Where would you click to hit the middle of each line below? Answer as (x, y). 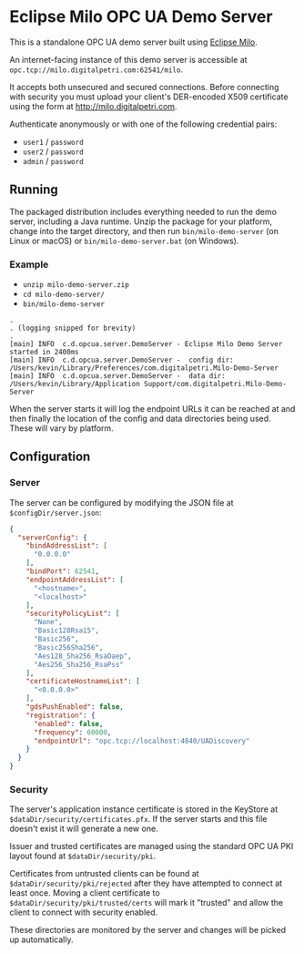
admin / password (53, 160)
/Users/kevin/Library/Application (75, 385)
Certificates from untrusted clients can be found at (104, 874)
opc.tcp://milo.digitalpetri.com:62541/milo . (96, 69)
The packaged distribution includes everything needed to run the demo (143, 211)
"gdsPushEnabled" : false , (75, 707)
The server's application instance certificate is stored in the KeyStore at (144, 809)
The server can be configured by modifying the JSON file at (122, 502)
